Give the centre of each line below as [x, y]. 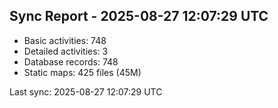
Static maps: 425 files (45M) [82, 72]
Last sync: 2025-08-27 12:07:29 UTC [86, 91]
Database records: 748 [71, 61]
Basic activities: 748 [65, 40]
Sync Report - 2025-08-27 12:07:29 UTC [139, 16]
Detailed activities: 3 [66, 51]
